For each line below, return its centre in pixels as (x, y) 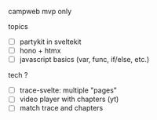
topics (18, 26)
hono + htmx (40, 51)
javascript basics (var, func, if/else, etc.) (84, 60)
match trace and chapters (61, 108)
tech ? (18, 75)
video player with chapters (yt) (69, 99)
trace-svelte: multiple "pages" (68, 90)
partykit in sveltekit (50, 42)
